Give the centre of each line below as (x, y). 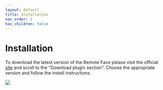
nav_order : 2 (19, 19)
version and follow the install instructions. (48, 73)
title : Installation (27, 14)
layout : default (22, 10)
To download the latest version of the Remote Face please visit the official (82, 62)
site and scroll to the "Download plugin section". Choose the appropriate (80, 67)
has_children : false (27, 24)
